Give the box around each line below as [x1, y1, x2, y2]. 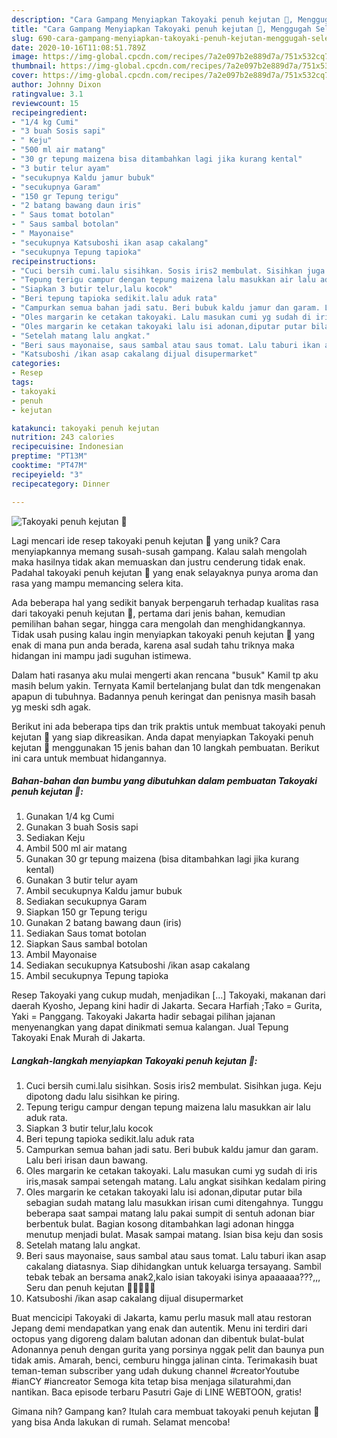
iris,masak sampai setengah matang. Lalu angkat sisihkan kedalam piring [25, 1176, 327, 1188]
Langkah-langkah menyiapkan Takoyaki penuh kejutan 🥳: [11, 1055, 258, 1067]
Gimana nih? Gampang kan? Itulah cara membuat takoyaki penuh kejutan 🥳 [11, 1406, 320, 1418]
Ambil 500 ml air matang [25, 842, 128, 855]
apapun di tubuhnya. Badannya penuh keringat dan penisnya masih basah [11, 690, 316, 702]
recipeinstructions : [11, 256, 98, 266]
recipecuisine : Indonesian [11, 442, 124, 452]
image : [11, 52, 39, 62]
